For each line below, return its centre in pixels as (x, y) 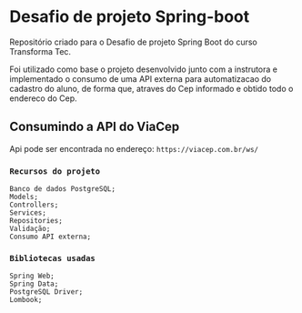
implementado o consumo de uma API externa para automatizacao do (140, 78)
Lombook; (26, 300)
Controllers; (34, 205)
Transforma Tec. (40, 51)
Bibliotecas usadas (52, 258)
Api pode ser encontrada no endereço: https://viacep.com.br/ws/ (134, 148)
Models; (24, 197)
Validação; (30, 229)
